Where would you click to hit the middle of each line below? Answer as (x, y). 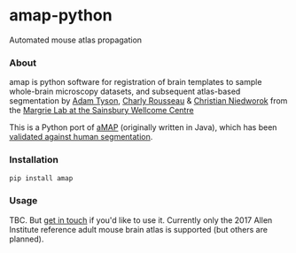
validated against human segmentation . (81, 137)
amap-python (61, 15)
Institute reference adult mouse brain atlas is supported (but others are (139, 229)
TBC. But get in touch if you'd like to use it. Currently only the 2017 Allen (141, 220)
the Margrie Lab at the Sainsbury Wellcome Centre (101, 111)
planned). (27, 239)
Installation (34, 160)
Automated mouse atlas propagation (76, 40)
